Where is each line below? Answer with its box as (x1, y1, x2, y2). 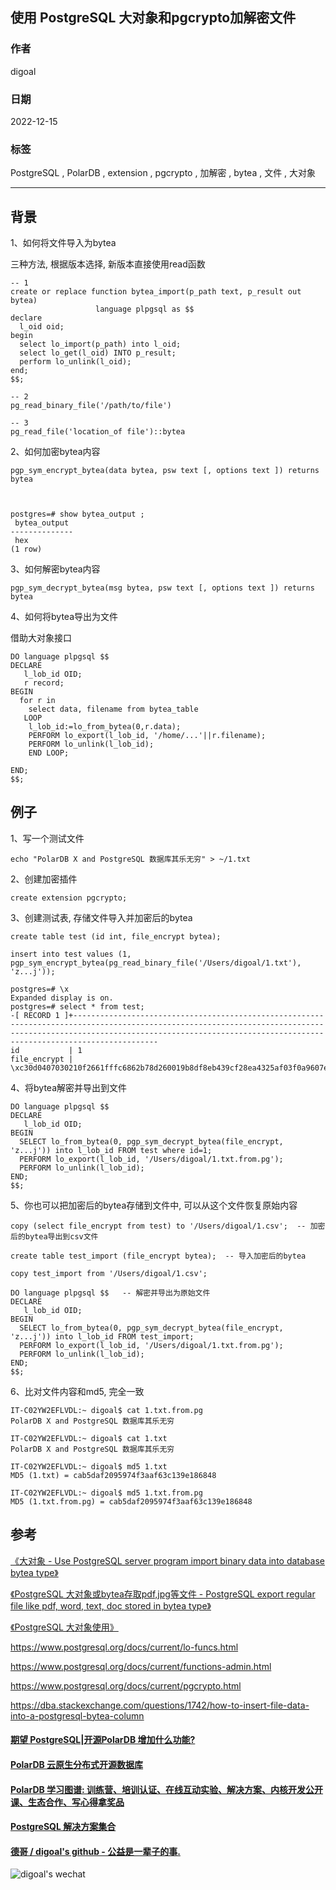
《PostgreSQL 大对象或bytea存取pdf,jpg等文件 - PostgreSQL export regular (10, 1588, 316, 1600)
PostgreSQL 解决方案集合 (10, 1821, 117, 1833)
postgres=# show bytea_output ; (10, 509, 145, 520)
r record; (23, 678, 65, 688)
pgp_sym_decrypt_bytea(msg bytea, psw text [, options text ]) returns (10, 583, 315, 593)
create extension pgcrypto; (10, 893, 128, 903)
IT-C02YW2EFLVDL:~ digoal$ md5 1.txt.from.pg (10, 1488, 203, 1498)
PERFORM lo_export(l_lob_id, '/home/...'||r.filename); (28, 731, 267, 741)
